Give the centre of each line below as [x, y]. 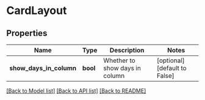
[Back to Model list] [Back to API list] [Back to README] [76, 91]
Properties [27, 33]
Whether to [119, 60]
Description [127, 50]
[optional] [171, 60]
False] [166, 76]
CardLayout [37, 11]
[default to [172, 68]
